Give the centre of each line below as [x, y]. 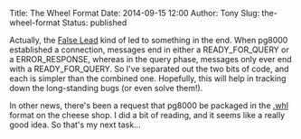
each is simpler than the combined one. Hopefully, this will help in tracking [148, 79]
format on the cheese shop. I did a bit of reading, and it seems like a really [147, 115]
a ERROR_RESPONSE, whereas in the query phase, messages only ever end [150, 59]
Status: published [94, 23]
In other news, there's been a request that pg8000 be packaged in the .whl [149, 106]
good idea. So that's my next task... [75, 125]
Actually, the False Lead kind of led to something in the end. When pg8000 [149, 40]
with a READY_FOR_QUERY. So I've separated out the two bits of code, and [149, 69]
